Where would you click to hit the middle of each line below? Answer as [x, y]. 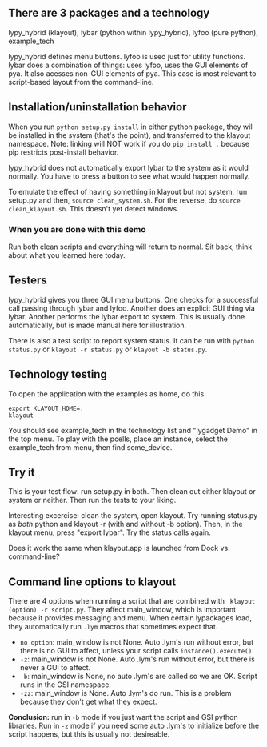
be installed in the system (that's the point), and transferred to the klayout [130, 135]
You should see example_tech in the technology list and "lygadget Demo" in [133, 430]
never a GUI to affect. [55, 668]
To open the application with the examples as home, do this [106, 394]
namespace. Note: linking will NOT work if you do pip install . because [129, 143]
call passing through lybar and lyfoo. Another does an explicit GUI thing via [132, 308]
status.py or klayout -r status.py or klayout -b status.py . [108, 349]
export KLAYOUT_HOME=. [46, 408]
